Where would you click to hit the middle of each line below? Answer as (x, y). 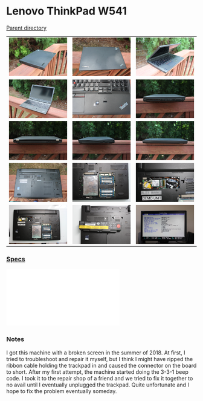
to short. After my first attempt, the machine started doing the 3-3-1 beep (97, 372)
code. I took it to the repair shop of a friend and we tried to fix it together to (100, 378)
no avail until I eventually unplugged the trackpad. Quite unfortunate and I (98, 385)
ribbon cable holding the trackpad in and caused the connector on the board (101, 365)
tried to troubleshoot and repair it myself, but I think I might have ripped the (100, 359)
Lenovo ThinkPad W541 (66, 11)
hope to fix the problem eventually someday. (62, 391)
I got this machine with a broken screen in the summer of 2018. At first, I (96, 353)
